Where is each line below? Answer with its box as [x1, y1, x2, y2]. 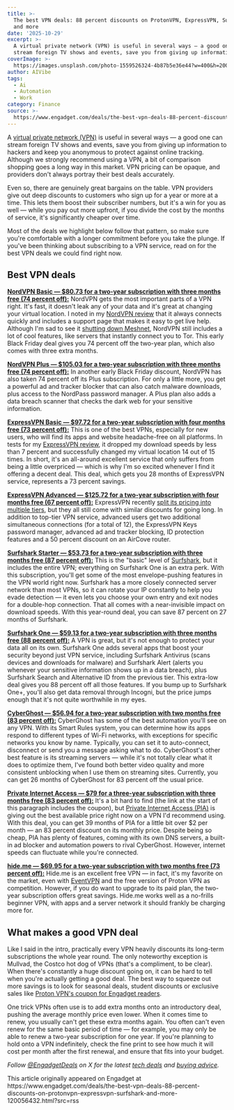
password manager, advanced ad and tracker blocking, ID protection [7, 527, 204, 537]
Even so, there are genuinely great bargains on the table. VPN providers [7, 183, 214, 192]
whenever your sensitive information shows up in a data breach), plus [7, 666, 208, 675]
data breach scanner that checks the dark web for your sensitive [7, 397, 193, 406]
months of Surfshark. [7, 615, 68, 624]
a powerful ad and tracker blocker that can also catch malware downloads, [7, 383, 221, 391]
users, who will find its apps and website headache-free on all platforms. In [7, 433, 223, 441]
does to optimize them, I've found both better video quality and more [7, 761, 205, 769]
